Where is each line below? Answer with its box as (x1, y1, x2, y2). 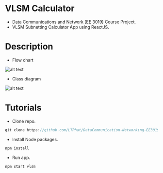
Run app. (12, 155, 31, 160)
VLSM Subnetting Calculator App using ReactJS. (12, 24, 109, 30)
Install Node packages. (12, 136, 58, 142)
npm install (5, 146, 29, 151)
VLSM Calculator (5, 3, 75, 14)
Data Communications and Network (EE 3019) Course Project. (12, 19, 136, 25)
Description (5, 41, 53, 52)
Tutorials (5, 102, 42, 113)
